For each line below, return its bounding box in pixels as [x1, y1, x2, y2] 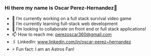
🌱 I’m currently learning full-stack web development [11, 21, 118, 27]
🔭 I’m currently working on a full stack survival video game [11, 16, 132, 22]
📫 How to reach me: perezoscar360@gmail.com [11, 31, 112, 37]
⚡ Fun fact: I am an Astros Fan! [11, 46, 75, 52]
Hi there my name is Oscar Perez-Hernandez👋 [4, 4, 117, 11]
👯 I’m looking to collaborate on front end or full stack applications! [11, 26, 147, 32]
